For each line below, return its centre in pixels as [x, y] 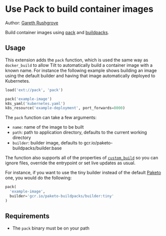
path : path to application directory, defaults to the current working [80, 133]
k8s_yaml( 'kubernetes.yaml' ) [35, 103]
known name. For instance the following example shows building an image [81, 70]
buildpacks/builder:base [37, 148]
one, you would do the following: [38, 178]
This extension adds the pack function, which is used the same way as [77, 60]
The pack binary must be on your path [51, 228]
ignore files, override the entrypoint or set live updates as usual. [70, 163]
